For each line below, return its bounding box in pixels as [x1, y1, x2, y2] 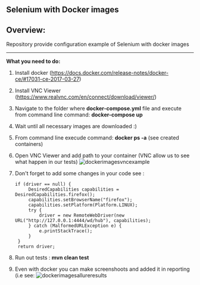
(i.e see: [14, 272, 35, 279]
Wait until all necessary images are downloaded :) [14, 123, 137, 130]
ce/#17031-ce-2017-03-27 [14, 75, 80, 83]
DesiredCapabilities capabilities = [28, 186, 119, 192]
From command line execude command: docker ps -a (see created [14, 134, 180, 141]
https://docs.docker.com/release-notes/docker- [51, 69, 168, 77]
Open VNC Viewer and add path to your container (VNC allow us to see [14, 152, 190, 159]
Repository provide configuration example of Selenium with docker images [6, 41, 189, 48]
